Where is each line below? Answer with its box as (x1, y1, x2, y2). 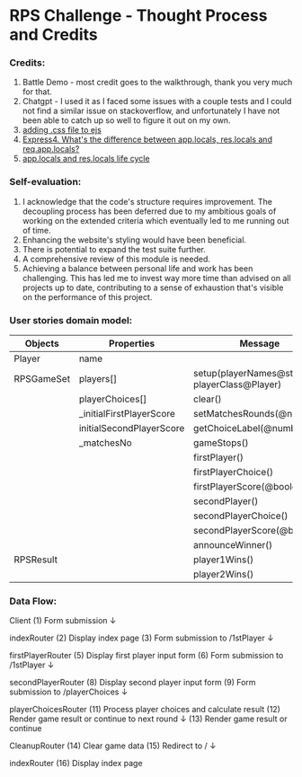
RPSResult (13, 553, 58, 566)
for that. (22, 86, 52, 97)
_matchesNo (78, 437, 132, 449)
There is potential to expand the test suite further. (22, 243, 207, 254)
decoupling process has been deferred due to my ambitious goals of (22, 206, 277, 216)
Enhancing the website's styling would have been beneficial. (22, 234, 247, 245)
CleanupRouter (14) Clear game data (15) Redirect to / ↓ (9, 740, 217, 751)
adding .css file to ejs (22, 125, 102, 136)
